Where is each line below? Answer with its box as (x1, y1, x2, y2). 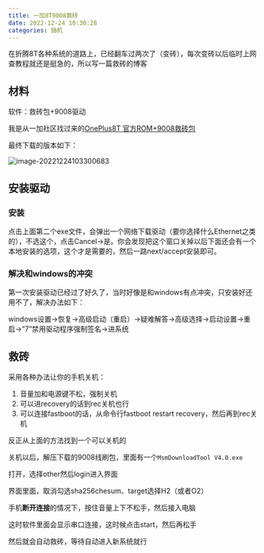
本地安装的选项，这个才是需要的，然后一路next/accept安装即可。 (8, 246, 221, 256)
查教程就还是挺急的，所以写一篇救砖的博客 (8, 59, 147, 68)
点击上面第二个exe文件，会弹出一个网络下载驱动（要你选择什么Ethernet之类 (8, 227, 256, 236)
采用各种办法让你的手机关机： (8, 372, 105, 381)
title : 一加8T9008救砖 (8, 11, 78, 20)
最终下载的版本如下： (8, 140, 78, 151)
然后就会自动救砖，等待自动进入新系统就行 (8, 536, 147, 546)
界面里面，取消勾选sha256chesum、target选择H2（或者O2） (8, 486, 209, 495)
